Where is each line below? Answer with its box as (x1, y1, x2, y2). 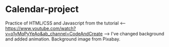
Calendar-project (5, 3, 79, 15)
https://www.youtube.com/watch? (5, 25, 76, 31)
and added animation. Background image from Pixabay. (5, 36, 121, 42)
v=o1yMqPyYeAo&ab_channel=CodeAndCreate (5, 30, 103, 36)
